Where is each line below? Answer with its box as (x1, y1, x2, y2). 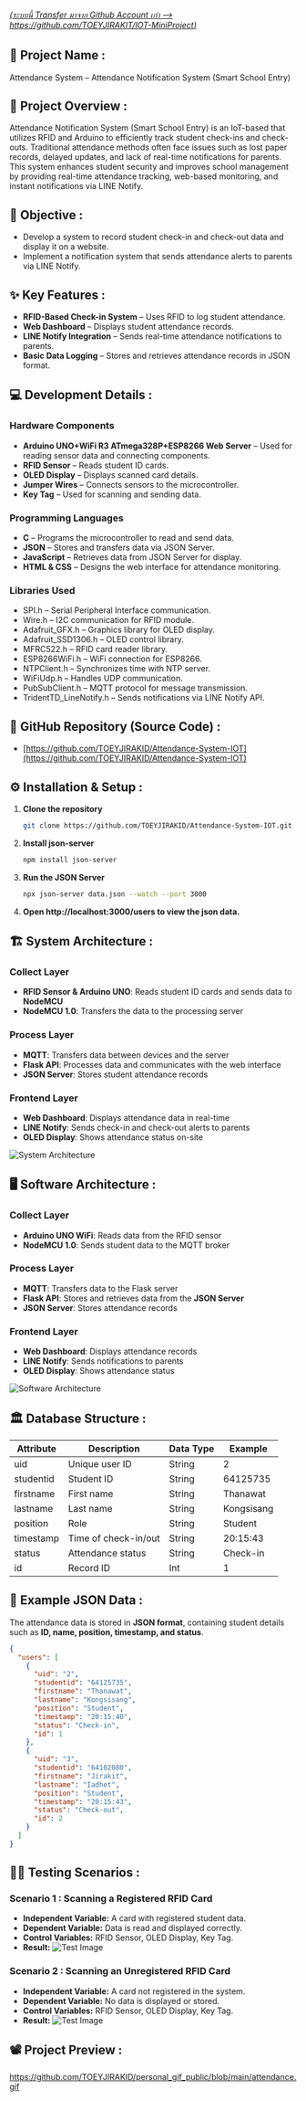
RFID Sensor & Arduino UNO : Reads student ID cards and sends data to (22, 987, 292, 998)
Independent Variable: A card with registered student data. (22, 1913, 247, 1924)
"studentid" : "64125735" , (33, 1678, 132, 1687)
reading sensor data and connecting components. (22, 449, 211, 460)
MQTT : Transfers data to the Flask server (22, 1283, 178, 1293)
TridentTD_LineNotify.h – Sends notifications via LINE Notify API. (22, 692, 266, 703)
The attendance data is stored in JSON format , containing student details (9, 1617, 285, 1628)
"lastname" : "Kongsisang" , (33, 1695, 137, 1705)
